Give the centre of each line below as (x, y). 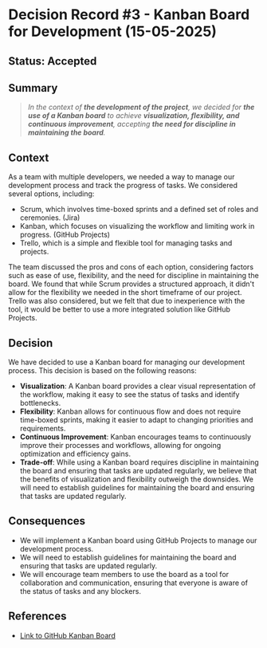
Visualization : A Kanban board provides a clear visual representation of (138, 386)
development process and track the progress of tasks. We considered (123, 186)
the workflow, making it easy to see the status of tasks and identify (130, 395)
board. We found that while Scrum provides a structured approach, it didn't (132, 284)
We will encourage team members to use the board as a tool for (124, 574)
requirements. (43, 429)
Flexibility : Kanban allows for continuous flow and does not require (130, 411)
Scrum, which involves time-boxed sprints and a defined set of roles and (139, 210)
